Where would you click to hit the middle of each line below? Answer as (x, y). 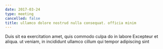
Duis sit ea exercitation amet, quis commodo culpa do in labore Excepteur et (82, 37)
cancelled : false (23, 18)
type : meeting (20, 14)
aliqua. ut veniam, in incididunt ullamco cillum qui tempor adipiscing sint (77, 42)
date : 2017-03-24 (23, 9)
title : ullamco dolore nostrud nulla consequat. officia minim (71, 23)
